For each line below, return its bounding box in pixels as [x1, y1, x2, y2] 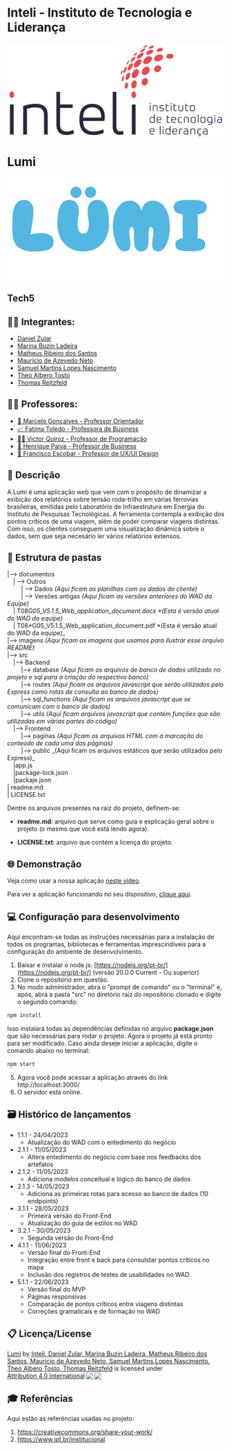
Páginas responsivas [27, 1292, 87, 1301]
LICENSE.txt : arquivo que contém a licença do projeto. [17, 838, 173, 847]
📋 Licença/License [7, 1328, 92, 1339]
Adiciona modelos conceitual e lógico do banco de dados [27, 1175, 191, 1183]
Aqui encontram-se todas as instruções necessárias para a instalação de [7, 933, 215, 942]
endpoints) [27, 1197, 59, 1205]
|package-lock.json [13, 769, 68, 777]
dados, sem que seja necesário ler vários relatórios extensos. [7, 531, 181, 540]
